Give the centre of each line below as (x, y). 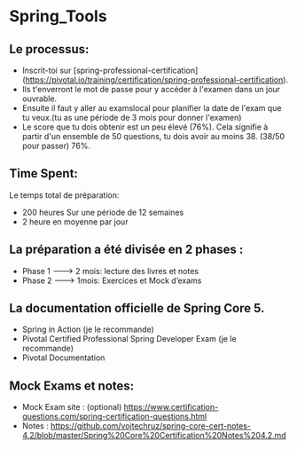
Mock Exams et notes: (72, 386)
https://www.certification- (171, 407)
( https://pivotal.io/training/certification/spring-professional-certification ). (155, 80)
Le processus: (49, 49)
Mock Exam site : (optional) (72, 407)
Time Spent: (43, 173)
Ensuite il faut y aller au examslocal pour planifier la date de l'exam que (152, 108)
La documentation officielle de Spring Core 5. (137, 308)
